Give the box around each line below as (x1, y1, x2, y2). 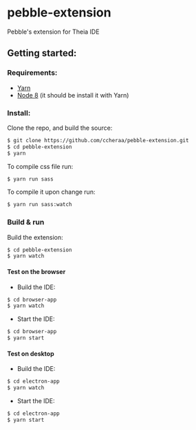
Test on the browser (7, 267, 66, 275)
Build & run (7, 218, 45, 227)
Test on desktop (7, 349, 55, 358)
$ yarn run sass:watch (7, 201, 72, 208)
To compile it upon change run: (7, 188, 96, 196)
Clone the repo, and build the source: (7, 124, 113, 132)
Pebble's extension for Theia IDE (7, 27, 100, 36)
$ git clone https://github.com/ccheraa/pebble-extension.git (7, 137, 189, 144)
